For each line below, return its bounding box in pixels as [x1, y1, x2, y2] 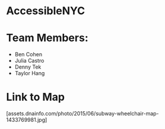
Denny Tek [14, 63, 42, 70]
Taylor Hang [14, 70, 45, 77]
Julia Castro [14, 57, 45, 64]
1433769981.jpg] [6, 117, 47, 124]
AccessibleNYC [6, 4, 85, 18]
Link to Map [6, 91, 65, 104]
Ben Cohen [14, 51, 43, 58]
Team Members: [6, 31, 88, 45]
